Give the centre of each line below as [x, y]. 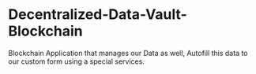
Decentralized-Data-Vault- [98, 15]
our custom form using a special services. [76, 61]
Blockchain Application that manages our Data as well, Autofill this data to [128, 53]
